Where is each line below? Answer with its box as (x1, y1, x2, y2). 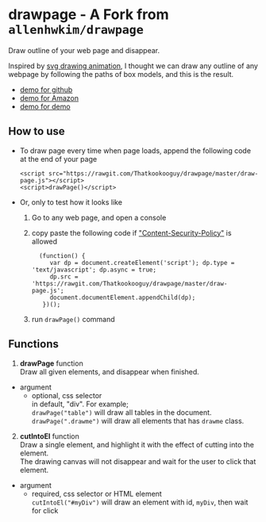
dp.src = (49, 272, 79, 281)
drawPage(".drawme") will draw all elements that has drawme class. (31, 416, 245, 425)
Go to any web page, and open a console (31, 213, 167, 222)
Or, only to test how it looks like (19, 197, 123, 207)
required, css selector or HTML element (31, 489, 163, 498)
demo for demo (19, 102, 71, 111)
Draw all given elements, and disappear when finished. (19, 367, 200, 376)
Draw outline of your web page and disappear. (8, 45, 160, 55)
